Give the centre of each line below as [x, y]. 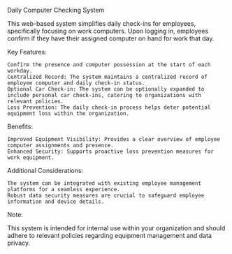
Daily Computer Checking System [56, 10]
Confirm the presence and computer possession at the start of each [109, 65]
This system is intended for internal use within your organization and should [116, 228]
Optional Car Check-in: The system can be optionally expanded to [106, 89]
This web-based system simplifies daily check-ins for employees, [102, 23]
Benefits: [20, 126]
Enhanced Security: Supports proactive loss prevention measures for [111, 151]
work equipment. [31, 158]
